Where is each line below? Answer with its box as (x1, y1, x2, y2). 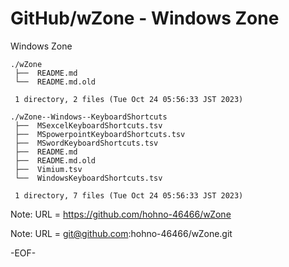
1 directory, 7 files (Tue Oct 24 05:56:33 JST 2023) (14, 190, 244, 201)
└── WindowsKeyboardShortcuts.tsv (14, 173, 163, 183)
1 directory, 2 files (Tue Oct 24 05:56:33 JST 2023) (14, 94, 244, 104)
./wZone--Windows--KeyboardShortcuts (10, 112, 168, 122)
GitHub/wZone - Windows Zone (10, 7, 280, 30)
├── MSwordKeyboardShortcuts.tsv (14, 138, 159, 148)
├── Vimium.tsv (14, 164, 83, 174)
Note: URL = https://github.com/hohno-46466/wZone (10, 208, 232, 220)
